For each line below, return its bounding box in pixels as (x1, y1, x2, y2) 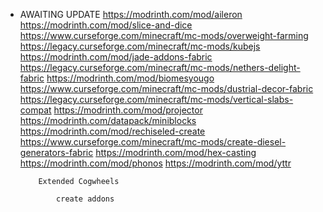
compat (19, 104, 52, 116)
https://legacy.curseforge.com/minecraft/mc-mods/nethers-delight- (19, 62, 301, 73)
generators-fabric (19, 147, 94, 158)
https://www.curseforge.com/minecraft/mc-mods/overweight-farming (19, 30, 309, 41)
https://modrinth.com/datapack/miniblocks (19, 115, 197, 126)
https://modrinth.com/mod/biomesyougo (46, 72, 215, 84)
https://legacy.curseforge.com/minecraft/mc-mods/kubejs (19, 40, 261, 52)
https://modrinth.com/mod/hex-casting (95, 147, 257, 158)
